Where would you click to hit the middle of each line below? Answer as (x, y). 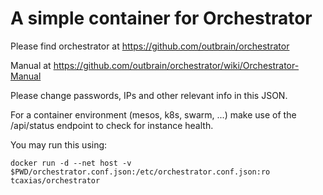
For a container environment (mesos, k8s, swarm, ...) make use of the (153, 114)
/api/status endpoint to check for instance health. (112, 125)
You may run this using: (59, 144)
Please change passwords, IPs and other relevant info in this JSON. (149, 95)
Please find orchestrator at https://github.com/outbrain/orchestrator (150, 46)
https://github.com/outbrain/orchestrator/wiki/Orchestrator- (176, 65)
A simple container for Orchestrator (161, 18)
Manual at (31, 65)
